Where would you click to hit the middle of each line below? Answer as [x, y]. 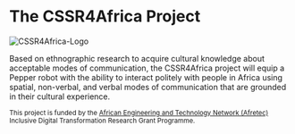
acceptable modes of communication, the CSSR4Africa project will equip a [147, 68]
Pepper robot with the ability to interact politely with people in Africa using [146, 77]
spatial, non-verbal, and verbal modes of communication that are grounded [148, 87]
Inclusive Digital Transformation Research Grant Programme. [102, 121]
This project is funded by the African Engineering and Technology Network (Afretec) [139, 113]
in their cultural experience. [60, 96]
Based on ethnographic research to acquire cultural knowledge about [137, 58]
